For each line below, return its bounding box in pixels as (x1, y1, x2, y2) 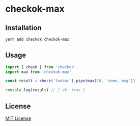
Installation (5, 23, 42, 32)
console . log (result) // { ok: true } (5, 88, 86, 93)
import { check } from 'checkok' (5, 64, 76, 69)
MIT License (5, 115, 32, 121)
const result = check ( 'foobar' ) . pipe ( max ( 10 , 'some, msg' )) (5, 79, 136, 84)
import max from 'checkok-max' (5, 69, 72, 74)
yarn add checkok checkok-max (5, 37, 70, 42)
